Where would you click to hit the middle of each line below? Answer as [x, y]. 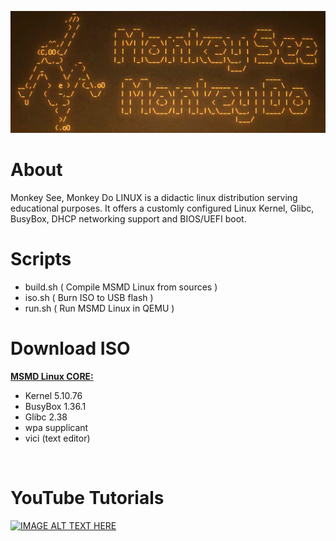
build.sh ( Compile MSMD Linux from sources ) [121, 287]
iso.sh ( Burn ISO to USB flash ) [89, 297]
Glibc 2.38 [46, 417]
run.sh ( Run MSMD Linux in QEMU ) [99, 308]
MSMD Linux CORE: [52, 376]
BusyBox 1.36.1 [55, 406]
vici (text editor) [57, 438]
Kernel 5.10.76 [53, 395]
